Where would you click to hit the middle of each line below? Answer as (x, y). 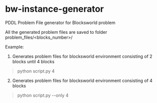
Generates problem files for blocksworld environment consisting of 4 (82, 80)
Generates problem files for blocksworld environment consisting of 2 (82, 56)
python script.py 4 (36, 71)
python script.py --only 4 (43, 95)
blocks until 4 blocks (33, 61)
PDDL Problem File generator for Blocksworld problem (60, 23)
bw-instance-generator (55, 9)
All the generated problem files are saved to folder (56, 32)
